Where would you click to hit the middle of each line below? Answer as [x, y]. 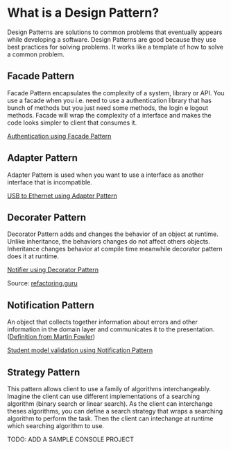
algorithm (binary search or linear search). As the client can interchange [110, 404]
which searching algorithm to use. [56, 426]
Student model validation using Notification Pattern [80, 350]
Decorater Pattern [47, 217]
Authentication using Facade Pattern [59, 136]
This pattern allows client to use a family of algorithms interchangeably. [109, 389]
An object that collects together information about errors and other [102, 322]
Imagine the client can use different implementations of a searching [103, 396]
